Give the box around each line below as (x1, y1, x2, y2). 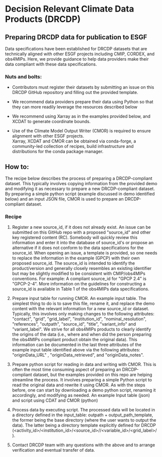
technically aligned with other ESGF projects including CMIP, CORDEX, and (5, 51, 155, 57)
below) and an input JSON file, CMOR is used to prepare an (5, 196, 124, 202)
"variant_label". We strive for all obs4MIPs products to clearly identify (12, 326, 151, 332)
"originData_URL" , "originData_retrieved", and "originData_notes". (12, 352, 144, 358)
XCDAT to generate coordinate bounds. (12, 119, 91, 125)
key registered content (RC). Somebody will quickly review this (12, 235, 138, 240)
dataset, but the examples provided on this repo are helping (33, 372, 153, 378)
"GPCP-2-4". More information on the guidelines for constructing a (12, 281, 146, 287)
